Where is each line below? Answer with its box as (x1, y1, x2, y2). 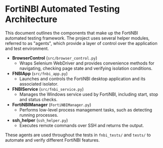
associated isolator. (19, 81, 58, 86)
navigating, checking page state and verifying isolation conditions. (19, 65, 153, 71)
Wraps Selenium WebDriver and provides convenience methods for (19, 60, 155, 66)
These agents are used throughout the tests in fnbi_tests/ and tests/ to (5, 132, 151, 138)
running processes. (19, 112, 58, 118)
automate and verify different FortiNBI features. (5, 137, 100, 143)
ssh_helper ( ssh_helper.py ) (12, 117, 68, 123)
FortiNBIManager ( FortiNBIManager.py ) (12, 102, 91, 107)
